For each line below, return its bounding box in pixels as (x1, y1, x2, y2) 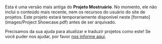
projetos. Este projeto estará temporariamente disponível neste (5, 14, 131, 20)
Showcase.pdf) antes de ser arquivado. (38, 19, 117, 25)
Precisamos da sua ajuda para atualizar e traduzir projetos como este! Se (5, 29, 151, 34)
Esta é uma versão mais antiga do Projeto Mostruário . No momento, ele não (5, 4, 157, 10)
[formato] (131, 14, 150, 20)
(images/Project (5, 19, 37, 25)
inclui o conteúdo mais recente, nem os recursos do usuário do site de (5, 9, 146, 15)
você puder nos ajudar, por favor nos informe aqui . (5, 33, 106, 39)
